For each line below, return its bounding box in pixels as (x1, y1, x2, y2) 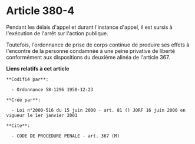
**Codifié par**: (6, 76, 49, 82)
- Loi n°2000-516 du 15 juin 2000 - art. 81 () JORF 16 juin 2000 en (11, 107, 186, 113)
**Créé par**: (6, 97, 41, 103)
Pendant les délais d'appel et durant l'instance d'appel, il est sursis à (6, 24, 173, 31)
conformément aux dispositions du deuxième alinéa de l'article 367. (6, 53, 170, 61)
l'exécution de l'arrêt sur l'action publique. (6, 29, 109, 36)
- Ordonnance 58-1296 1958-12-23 (11, 86, 94, 92)
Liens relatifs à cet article (6, 65, 70, 72)
